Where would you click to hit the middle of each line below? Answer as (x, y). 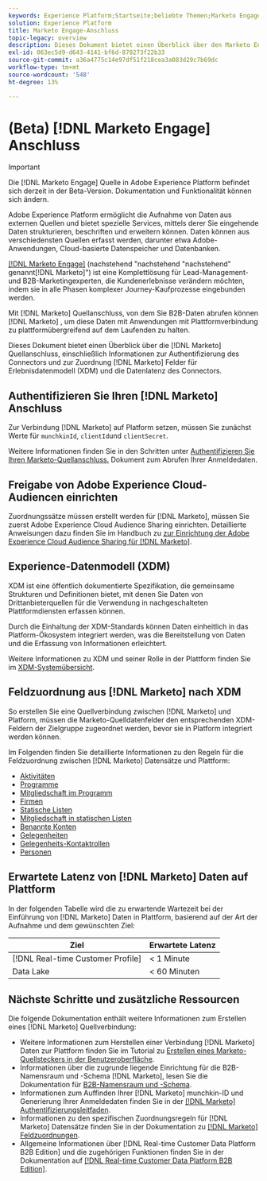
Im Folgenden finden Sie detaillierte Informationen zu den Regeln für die (126, 752)
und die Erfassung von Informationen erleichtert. (88, 643)
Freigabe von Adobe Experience (89, 484)
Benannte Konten (48, 827)
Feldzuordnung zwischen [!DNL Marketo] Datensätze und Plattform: (119, 761)
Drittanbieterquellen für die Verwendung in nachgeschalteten (108, 602)
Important (24, 167)
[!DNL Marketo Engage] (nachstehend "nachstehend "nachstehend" (120, 264)
